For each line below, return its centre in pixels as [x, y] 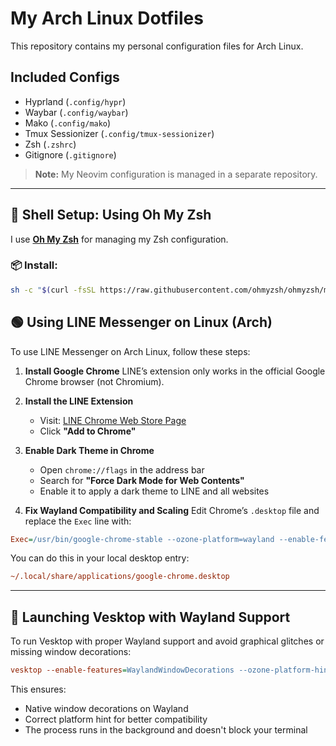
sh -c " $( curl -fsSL [53, 290]
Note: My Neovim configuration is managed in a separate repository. [176, 174]
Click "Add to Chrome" [88, 431]
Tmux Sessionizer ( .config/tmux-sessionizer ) [119, 133]
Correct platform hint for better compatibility [116, 719]
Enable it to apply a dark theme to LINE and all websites [154, 491]
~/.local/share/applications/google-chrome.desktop [120, 577]
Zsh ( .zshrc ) [50, 144]
